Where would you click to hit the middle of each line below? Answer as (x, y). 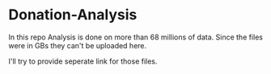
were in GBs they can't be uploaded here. (78, 45)
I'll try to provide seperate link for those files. (83, 61)
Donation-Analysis (73, 15)
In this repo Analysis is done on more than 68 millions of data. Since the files (136, 37)
